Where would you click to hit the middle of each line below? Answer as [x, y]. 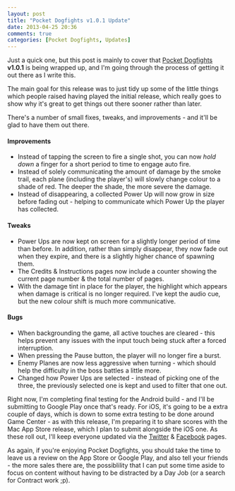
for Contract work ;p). [39, 480]
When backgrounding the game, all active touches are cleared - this [116, 333]
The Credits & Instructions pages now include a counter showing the [117, 271]
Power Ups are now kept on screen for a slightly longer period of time [119, 241]
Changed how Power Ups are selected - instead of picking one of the [118, 377]
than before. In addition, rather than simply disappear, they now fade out [122, 248]
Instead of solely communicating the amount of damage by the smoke [119, 172]
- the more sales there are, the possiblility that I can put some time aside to [116, 465]
